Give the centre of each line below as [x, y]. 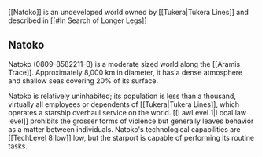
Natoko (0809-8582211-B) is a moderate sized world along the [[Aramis [124, 64]
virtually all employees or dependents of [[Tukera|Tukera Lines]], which [124, 104]
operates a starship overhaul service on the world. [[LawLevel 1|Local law [127, 112]
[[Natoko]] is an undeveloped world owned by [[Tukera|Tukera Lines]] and [129, 12]
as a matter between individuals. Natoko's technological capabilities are [124, 129]
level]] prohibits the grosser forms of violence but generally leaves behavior [131, 121]
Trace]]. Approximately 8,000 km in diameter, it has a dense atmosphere [125, 72]
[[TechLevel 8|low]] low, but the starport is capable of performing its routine [131, 137]
